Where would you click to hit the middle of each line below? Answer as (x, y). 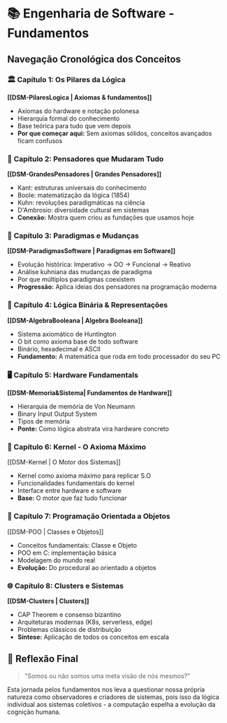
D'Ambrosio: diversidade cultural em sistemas (83, 210)
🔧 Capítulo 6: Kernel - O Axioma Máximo (77, 447)
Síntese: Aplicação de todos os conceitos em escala (93, 637)
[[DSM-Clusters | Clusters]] (48, 601)
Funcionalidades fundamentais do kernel (76, 483)
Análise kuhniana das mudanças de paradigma (85, 272)
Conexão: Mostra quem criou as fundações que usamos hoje (105, 217)
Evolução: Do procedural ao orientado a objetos (87, 567)
